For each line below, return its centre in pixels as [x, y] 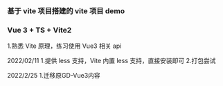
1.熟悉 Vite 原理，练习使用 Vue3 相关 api [64, 46]
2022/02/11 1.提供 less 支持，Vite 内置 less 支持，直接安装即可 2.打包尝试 [111, 61]
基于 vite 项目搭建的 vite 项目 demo [66, 10]
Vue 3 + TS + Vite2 [39, 30]
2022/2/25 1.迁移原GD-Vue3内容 [54, 76]
